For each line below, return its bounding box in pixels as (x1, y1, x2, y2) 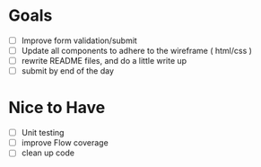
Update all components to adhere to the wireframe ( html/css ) (21, 46, 253, 56)
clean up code (21, 147, 75, 158)
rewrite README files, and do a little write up (21, 56, 187, 66)
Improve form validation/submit (21, 35, 138, 46)
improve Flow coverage (21, 137, 109, 148)
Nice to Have (8, 98, 106, 118)
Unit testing (21, 127, 65, 138)
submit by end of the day (21, 66, 114, 76)
